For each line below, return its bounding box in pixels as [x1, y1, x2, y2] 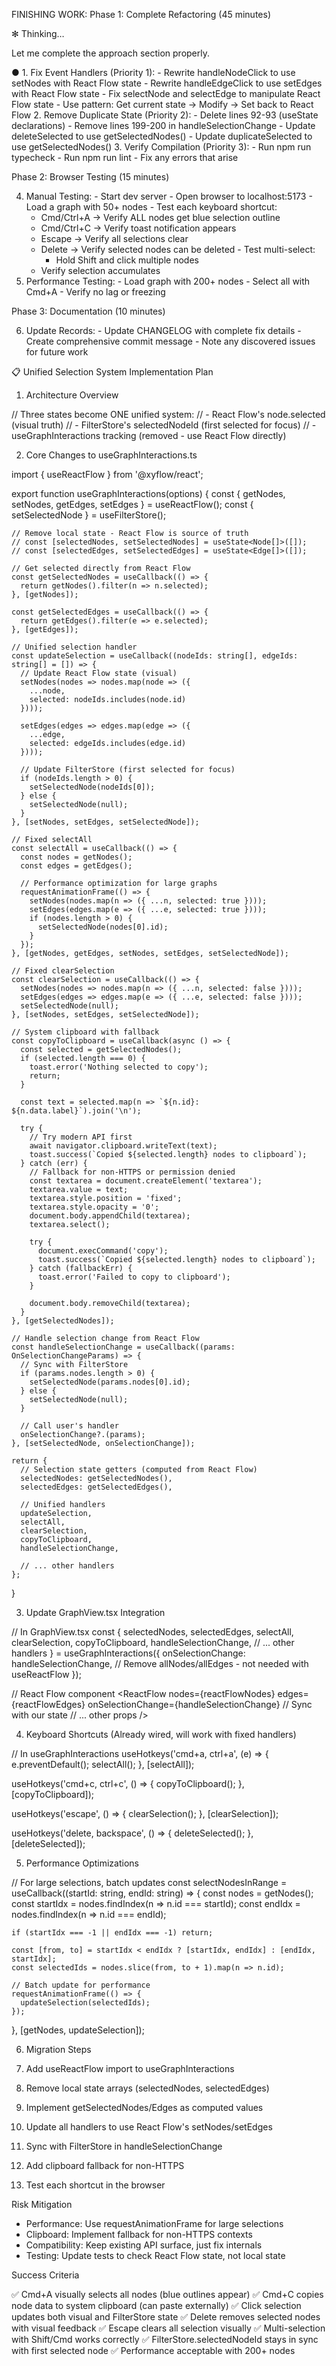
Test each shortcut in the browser [25, 2179, 166, 2191]
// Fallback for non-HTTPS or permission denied [29, 1167, 236, 1177]
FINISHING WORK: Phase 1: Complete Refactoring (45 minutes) [11, 9, 272, 20]
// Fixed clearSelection [11, 966, 115, 976]
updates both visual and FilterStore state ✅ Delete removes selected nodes [11, 2311, 321, 2323]
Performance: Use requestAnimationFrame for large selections [25, 2218, 284, 2229]
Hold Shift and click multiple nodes [55, 254, 199, 266]
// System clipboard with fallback [11, 1027, 160, 1037]
